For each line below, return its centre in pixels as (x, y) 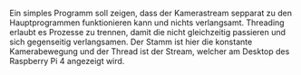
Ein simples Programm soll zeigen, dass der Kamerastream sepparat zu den (151, 13)
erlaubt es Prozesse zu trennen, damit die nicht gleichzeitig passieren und (148, 32)
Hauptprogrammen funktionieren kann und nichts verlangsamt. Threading (147, 23)
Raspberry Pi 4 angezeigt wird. (67, 61)
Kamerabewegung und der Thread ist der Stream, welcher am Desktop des (150, 52)
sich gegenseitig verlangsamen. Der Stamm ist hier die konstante (131, 42)
